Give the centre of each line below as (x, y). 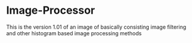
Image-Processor (51, 10)
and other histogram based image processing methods (74, 33)
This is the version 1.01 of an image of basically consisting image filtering (96, 27)
